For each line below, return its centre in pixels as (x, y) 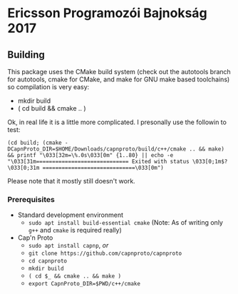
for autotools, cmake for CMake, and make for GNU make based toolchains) (119, 79)
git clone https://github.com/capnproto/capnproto (105, 254)
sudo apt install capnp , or (68, 245)
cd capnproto (48, 261)
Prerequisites (31, 199)
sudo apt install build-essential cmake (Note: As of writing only (125, 223)
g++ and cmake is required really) (75, 230)
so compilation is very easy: (48, 87)
